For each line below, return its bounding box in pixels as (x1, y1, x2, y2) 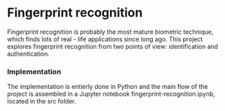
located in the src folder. (7, 97, 76, 105)
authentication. (7, 50, 50, 58)
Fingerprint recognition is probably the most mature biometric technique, (7, 28, 214, 36)
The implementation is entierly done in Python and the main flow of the (7, 83, 208, 91)
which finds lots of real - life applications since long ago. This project (7, 34, 203, 43)
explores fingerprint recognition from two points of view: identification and (7, 42, 218, 50)
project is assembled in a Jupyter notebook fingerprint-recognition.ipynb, (7, 90, 215, 98)
